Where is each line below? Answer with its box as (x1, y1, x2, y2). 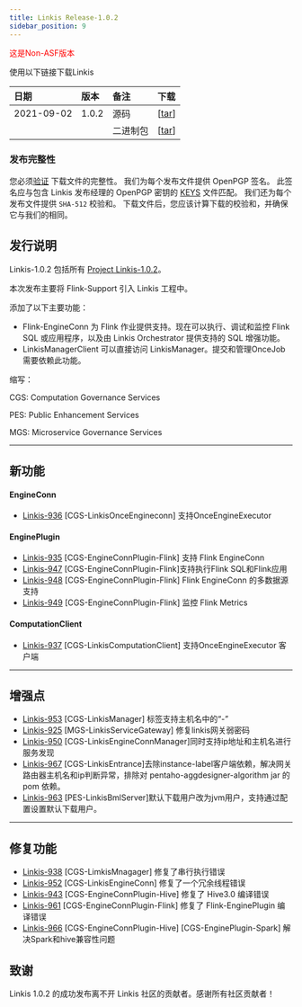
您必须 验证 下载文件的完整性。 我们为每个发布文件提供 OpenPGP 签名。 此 (9, 175, 285, 186)
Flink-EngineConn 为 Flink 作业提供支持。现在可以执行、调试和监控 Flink (22, 321, 290, 332)
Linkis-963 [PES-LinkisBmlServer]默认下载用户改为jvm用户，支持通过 (22, 792, 280, 803)
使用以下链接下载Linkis (9, 67, 94, 77)
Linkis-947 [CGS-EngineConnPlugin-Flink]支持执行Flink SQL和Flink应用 (22, 564, 288, 575)
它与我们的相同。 (9, 209, 73, 220)
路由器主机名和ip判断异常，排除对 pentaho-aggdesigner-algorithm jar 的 (22, 770, 290, 780)
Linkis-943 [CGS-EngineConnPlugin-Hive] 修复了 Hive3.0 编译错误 (22, 889, 270, 900)
